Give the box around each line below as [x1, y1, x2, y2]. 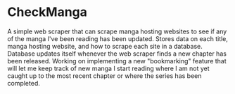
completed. [7, 79, 40, 87]
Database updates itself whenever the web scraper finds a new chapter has [7, 49, 227, 58]
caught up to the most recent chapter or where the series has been [7, 71, 202, 80]
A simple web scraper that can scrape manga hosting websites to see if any [7, 27, 227, 36]
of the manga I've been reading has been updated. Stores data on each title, [7, 34, 229, 42]
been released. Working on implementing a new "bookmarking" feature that [7, 56, 227, 65]
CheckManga [7, 4, 88, 20]
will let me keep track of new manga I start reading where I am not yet [7, 64, 210, 72]
